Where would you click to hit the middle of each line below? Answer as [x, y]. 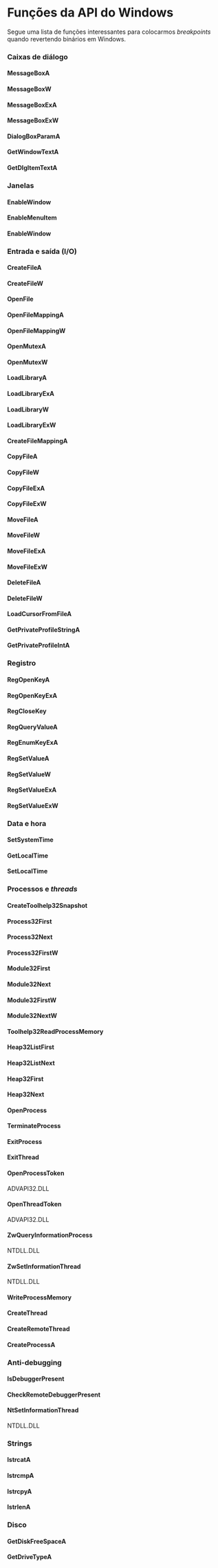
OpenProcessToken [36, 1173]
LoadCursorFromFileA [40, 614]
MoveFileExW [28, 566]
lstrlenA [19, 1507]
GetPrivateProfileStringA [44, 629]
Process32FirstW [33, 953]
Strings [20, 1443]
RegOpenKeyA [29, 680]
